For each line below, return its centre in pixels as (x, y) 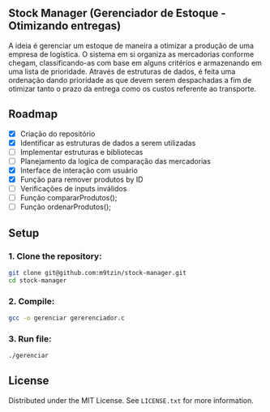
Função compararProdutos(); (69, 198)
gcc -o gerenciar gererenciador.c (67, 318)
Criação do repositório (58, 134)
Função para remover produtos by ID (81, 179)
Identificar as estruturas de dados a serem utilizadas (108, 143)
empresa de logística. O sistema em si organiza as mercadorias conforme (131, 54)
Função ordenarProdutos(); (66, 207)
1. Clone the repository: (56, 256)
